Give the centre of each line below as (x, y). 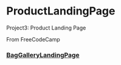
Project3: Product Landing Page (46, 28)
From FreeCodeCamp (33, 39)
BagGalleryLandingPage (43, 55)
